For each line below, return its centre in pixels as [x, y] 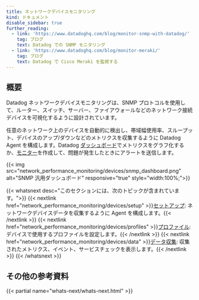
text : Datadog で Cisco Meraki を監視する [67, 61]
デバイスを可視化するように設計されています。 [63, 117]
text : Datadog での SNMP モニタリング [61, 45]
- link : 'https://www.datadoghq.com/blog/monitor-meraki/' [86, 51]
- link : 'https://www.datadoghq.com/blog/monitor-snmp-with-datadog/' [101, 34]
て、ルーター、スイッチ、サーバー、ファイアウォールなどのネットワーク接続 [99, 110]
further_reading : [28, 28]
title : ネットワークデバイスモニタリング [51, 12]
